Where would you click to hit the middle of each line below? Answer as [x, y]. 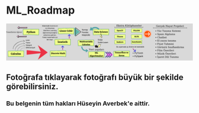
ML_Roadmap [41, 10]
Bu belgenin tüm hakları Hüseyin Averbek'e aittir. [78, 103]
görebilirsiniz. [32, 86]
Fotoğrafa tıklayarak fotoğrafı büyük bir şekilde [95, 77]
